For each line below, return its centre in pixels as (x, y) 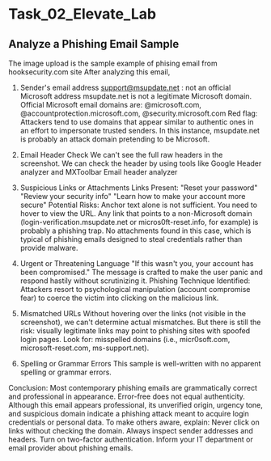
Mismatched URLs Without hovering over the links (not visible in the (133, 313)
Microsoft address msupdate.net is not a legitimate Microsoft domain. (136, 96)
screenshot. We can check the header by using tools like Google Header (141, 163)
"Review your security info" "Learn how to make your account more (133, 196)
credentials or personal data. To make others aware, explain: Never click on (134, 422)
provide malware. (49, 248)
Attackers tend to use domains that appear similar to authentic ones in (137, 122)
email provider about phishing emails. (71, 448)
